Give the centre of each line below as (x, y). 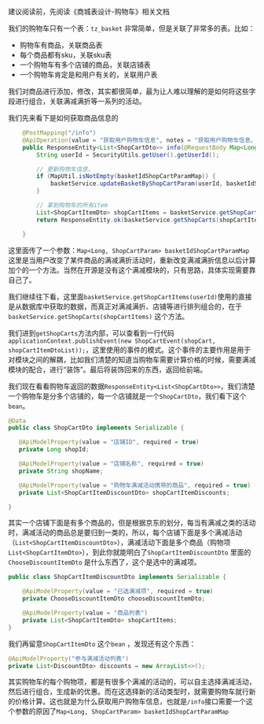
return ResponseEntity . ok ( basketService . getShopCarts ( (128, 220)
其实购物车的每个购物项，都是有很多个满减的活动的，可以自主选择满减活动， (132, 682)
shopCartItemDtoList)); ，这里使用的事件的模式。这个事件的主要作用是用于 (130, 350)
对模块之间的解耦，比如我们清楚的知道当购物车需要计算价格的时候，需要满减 (132, 359)
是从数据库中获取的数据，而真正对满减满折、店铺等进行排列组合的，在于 (125, 306)
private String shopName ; (61, 471)
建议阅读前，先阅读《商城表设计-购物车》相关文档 (89, 11)
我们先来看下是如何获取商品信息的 (63, 118)
